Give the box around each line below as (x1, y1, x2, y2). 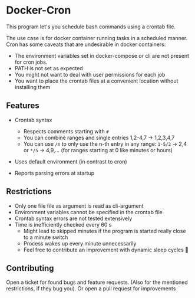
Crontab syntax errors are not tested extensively (14, 215, 133, 222)
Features (6, 101, 39, 111)
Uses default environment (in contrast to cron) (14, 158, 128, 165)
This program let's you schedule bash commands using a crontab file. (6, 23, 176, 30)
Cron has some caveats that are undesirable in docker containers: (6, 41, 166, 48)
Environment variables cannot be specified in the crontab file (14, 208, 163, 215)
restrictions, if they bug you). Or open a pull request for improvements (6, 285, 176, 292)
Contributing (6, 263, 54, 273)
